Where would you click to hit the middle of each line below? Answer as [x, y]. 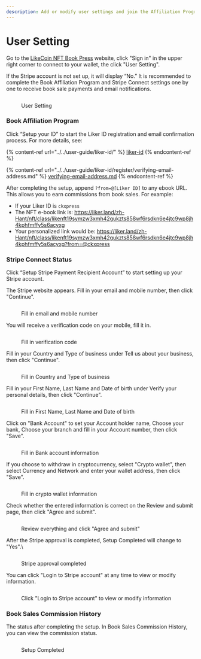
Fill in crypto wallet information [59, 494]
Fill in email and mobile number [60, 314]
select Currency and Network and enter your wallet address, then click [93, 471]
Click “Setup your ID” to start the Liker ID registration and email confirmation [100, 134]
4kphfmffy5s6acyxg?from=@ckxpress [62, 244]
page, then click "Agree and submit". [51, 512]
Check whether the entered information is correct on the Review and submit [100, 506]
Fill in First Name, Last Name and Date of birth [78, 412]
